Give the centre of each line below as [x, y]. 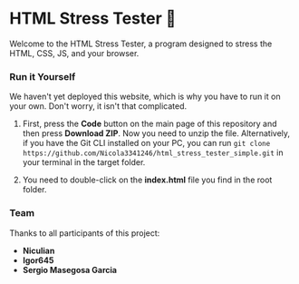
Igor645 [38, 260]
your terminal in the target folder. [84, 162]
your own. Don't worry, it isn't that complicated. [98, 106]
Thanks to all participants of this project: [85, 233]
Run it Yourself [43, 76]
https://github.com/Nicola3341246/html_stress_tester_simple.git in [153, 152]
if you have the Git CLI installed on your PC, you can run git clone [146, 143]
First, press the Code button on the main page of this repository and [150, 124]
